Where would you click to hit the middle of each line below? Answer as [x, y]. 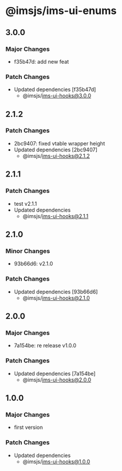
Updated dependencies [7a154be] [55, 373]
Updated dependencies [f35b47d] [55, 89]
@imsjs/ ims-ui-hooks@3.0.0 [57, 96]
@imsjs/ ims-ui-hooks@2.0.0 [57, 380]
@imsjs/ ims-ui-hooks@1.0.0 [56, 461]
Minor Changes [28, 251]
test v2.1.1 [25, 203]
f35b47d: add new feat [41, 61]
